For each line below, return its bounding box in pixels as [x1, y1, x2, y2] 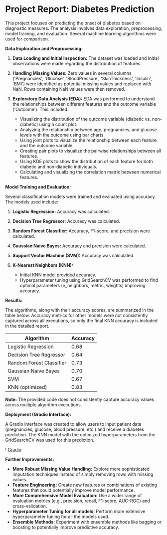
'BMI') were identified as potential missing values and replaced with [12, 81, 152, 87]
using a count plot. [39, 121, 78, 127]
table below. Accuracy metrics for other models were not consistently [5, 312, 148, 318]
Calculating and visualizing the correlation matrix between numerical [19, 169, 161, 175]
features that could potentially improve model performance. [12, 487, 135, 493]
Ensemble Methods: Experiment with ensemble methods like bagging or [12, 519, 162, 525]
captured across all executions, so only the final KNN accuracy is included [5, 318, 158, 324]
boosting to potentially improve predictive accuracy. [12, 524, 120, 530]
